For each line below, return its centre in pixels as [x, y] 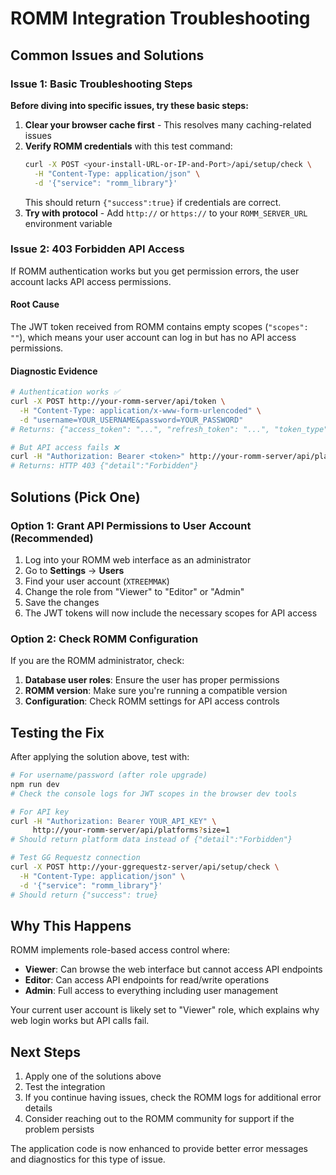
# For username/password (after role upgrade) [109, 775]
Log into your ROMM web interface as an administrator [138, 559]
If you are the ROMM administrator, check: [97, 661]
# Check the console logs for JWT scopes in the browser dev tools [154, 793]
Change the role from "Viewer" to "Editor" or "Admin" [134, 591]
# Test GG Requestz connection [75, 858]
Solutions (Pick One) [75, 497]
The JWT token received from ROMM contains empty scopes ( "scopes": [159, 326]
